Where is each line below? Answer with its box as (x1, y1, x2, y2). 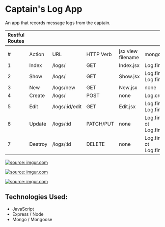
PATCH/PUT (86, 120, 114, 127)
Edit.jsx (119, 103, 136, 110)
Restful (7, 31, 25, 38)
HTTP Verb (86, 51, 112, 58)
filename (119, 54, 139, 61)
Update (29, 120, 47, 127)
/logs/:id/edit (52, 103, 82, 110)
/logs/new (52, 84, 76, 91)
